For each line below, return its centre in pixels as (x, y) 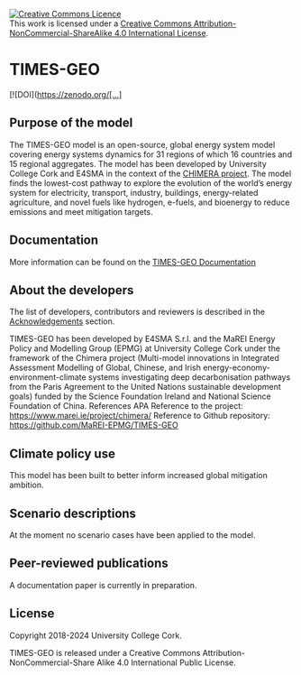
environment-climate (48, 377)
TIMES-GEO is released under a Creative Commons (105, 652)
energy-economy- (236, 368)
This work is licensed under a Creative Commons (100, 23)
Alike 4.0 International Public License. (166, 662)
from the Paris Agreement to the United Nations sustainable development (145, 387)
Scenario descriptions (73, 513)
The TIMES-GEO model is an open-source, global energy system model (142, 144)
